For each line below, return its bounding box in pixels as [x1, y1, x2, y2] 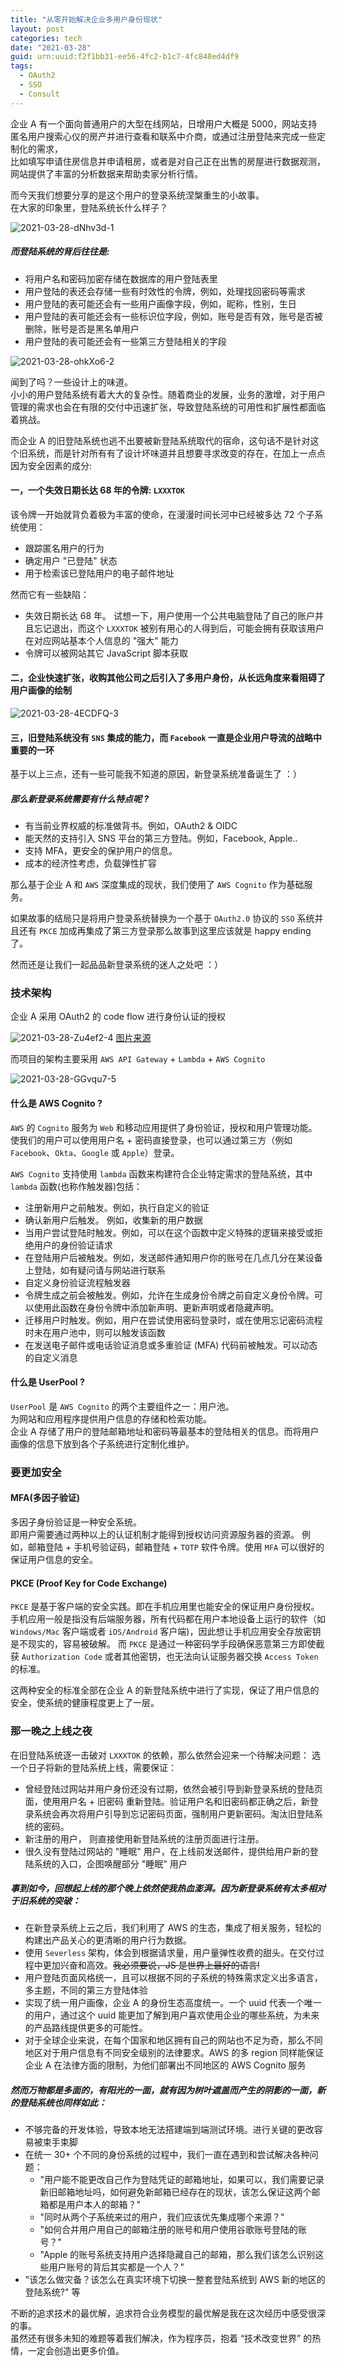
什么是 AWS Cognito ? [10, 1097, 103, 1110]
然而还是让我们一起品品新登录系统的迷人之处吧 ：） [10, 959, 223, 971]
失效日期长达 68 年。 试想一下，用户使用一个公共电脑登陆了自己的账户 [24, 609, 315, 621]
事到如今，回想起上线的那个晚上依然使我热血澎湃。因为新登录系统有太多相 [10, 1882, 317, 1895]
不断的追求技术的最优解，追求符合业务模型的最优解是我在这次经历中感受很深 [10, 2307, 326, 2320]
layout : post [10, 24, 65, 34]
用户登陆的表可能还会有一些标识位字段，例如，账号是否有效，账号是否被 [24, 310, 323, 322]
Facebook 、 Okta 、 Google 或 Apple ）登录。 [10, 1146, 180, 1158]
